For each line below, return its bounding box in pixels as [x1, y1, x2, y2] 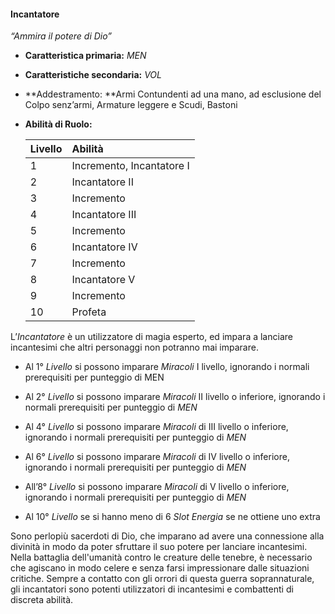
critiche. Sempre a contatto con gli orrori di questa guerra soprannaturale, [10, 573, 315, 585]
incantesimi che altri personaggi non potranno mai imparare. [10, 341, 259, 354]
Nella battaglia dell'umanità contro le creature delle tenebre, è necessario [10, 551, 313, 564]
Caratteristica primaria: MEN [24, 50, 147, 62]
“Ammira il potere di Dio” [10, 30, 112, 42]
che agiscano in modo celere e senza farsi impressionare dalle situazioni [10, 562, 310, 574]
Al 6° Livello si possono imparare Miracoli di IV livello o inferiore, [24, 451, 290, 463]
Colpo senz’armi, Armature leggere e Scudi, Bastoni [24, 99, 238, 111]
